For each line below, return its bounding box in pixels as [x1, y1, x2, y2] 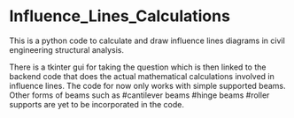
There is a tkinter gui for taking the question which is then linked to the [9, 62, 267, 72]
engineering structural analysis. [9, 44, 124, 55]
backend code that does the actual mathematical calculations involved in [9, 70, 275, 81]
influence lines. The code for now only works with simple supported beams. [9, 80, 286, 91]
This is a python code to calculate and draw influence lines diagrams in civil [9, 35, 285, 46]
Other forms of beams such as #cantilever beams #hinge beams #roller [9, 90, 270, 100]
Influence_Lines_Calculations [9, 6, 230, 26]
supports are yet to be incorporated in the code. [9, 99, 184, 109]
